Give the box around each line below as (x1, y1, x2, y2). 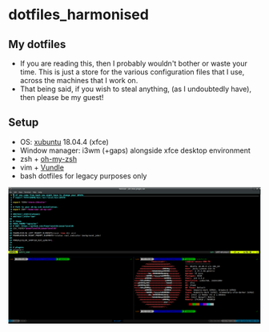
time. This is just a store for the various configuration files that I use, (19, 67, 245, 77)
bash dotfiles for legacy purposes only (19, 170, 147, 181)
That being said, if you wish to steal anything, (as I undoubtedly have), (19, 84, 252, 94)
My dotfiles (8, 38, 66, 51)
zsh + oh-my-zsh (19, 154, 78, 163)
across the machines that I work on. (19, 76, 139, 85)
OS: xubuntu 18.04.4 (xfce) (19, 137, 110, 146)
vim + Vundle (19, 162, 64, 172)
